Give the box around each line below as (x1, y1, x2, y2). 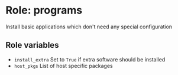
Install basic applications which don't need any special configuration (5, 23, 173, 30)
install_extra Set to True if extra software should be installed (14, 56, 166, 63)
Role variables (5, 40, 59, 50)
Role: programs (5, 4, 83, 17)
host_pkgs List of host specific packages (14, 62, 113, 69)
